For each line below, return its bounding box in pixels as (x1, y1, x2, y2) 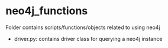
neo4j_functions (5, 4, 88, 18)
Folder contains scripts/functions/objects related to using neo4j (5, 24, 160, 31)
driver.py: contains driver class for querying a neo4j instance (14, 35, 163, 42)
